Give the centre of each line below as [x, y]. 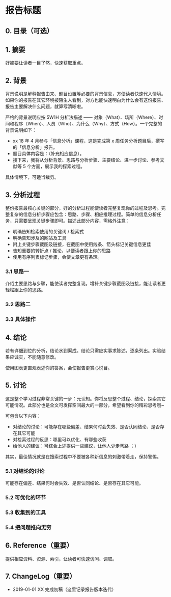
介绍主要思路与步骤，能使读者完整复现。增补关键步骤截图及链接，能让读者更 [85, 284]
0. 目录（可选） [29, 31]
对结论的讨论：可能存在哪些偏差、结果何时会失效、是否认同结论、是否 [86, 426]
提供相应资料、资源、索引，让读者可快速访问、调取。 [61, 559]
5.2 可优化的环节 [26, 497]
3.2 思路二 [18, 305]
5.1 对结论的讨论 [25, 471]
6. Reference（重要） [39, 546]
